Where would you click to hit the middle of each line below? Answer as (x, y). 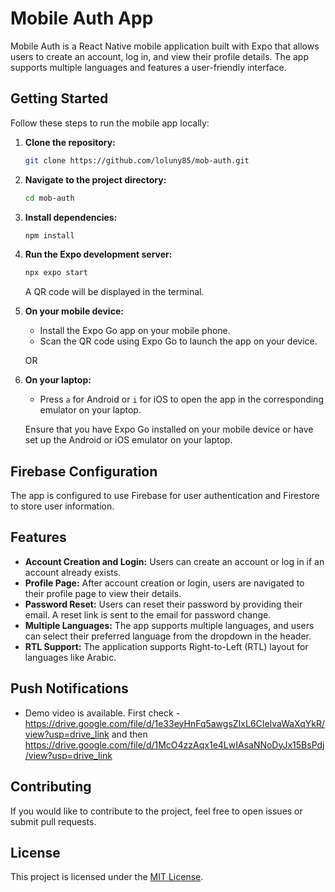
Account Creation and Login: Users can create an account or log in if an (174, 561)
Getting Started (59, 98)
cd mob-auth (49, 198)
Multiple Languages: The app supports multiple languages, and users (169, 625)
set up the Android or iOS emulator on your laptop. (128, 440)
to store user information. (62, 506)
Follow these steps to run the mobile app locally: (110, 123)
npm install (49, 235)
